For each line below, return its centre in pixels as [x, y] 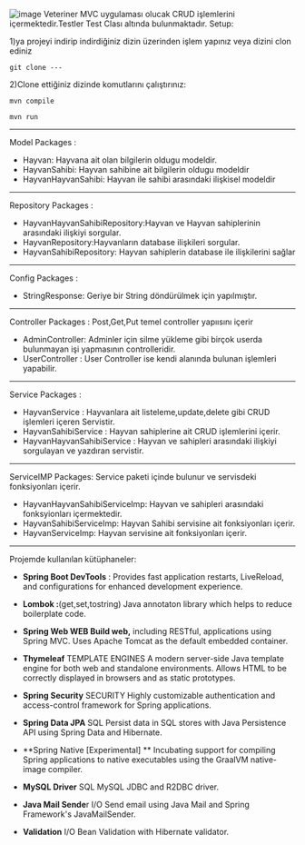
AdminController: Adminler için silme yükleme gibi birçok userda [143, 339]
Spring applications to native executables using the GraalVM [135, 760]
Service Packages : [45, 394]
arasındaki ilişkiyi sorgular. [72, 233]
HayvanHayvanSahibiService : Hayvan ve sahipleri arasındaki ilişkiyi [149, 441]
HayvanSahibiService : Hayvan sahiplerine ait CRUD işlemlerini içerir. [151, 431]
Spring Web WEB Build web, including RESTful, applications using [147, 631]
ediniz [21, 51]
